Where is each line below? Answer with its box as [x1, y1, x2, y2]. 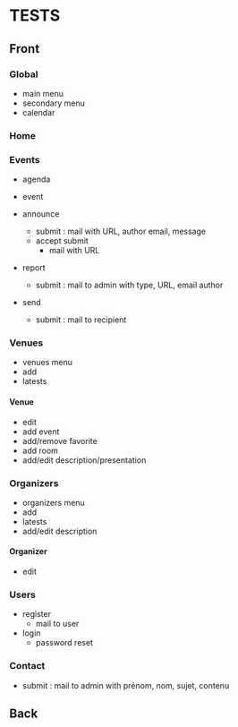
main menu [21, 88, 64, 98]
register [21, 609, 52, 620]
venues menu [21, 357, 73, 368]
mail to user [35, 619, 80, 629]
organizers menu [21, 497, 85, 508]
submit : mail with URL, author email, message [35, 226, 207, 237]
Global [9, 68, 38, 81]
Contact [9, 660, 46, 672]
